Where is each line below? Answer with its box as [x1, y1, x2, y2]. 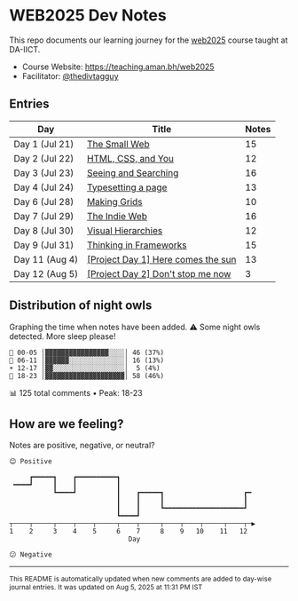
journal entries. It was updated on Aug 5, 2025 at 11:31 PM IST [9, 582, 203, 592]
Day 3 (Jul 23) [13, 166, 74, 178]
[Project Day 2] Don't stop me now [87, 267, 231, 280]
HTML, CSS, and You [87, 152, 175, 164]
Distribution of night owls [9, 298, 153, 313]
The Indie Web [87, 210, 148, 222]
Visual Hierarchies [87, 224, 163, 236]
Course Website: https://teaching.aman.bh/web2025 [21, 61, 215, 72]
